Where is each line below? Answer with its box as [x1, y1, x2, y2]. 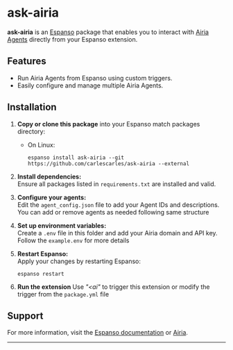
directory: [17, 127, 46, 135]
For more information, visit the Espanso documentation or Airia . [7, 328, 189, 337]
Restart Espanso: [17, 249, 68, 258]
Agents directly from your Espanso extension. [7, 35, 138, 43]
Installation [7, 101, 57, 113]
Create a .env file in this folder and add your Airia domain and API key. [17, 228, 218, 237]
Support [7, 310, 44, 322]
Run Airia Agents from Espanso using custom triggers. [17, 74, 173, 82]
